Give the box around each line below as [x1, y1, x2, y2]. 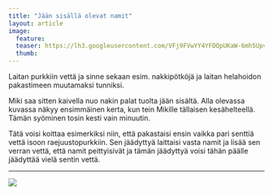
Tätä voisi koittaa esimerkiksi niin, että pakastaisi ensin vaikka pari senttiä [8, 129, 254, 138]
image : [8, 27, 31, 35]
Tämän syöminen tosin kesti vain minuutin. [8, 113, 151, 122]
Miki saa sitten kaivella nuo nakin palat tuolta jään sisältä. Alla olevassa [8, 96, 245, 105]
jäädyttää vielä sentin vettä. [8, 155, 101, 164]
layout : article [8, 19, 63, 28]
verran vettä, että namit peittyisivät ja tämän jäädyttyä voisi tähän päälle [8, 146, 249, 155]
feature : [15, 34, 45, 43]
